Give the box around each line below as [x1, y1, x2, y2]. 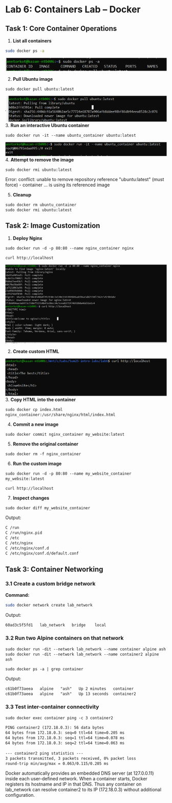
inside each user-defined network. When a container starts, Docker [5, 776, 147, 782]
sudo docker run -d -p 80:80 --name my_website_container [5, 471, 132, 476]
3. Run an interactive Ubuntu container [5, 122, 90, 128]
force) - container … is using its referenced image [5, 182, 110, 188]
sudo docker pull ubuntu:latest [5, 86, 74, 92]
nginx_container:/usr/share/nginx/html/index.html [5, 413, 116, 418]
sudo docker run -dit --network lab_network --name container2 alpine [5, 652, 159, 657]
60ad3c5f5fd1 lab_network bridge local [5, 622, 106, 628]
